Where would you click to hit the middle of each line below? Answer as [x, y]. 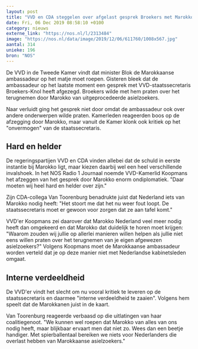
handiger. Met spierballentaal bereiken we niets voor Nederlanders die [91, 335]
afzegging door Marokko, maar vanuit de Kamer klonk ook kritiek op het [93, 121]
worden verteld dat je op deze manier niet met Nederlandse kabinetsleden [96, 253]
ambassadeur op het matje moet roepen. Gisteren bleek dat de [82, 79]
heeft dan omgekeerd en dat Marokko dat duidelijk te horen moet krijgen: [95, 228]
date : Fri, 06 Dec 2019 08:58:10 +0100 [55, 22]
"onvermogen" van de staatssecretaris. [54, 128]
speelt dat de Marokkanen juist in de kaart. [58, 305]
